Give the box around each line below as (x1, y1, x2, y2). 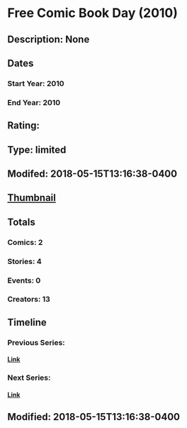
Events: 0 (7, 275, 41, 285)
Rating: (7, 119, 40, 132)
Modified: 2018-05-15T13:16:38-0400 (7, 411, 181, 423)
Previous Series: (7, 337, 65, 347)
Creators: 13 (7, 295, 51, 304)
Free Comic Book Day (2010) (7, 5, 178, 21)
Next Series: (7, 373, 51, 383)
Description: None (7, 33, 90, 45)
